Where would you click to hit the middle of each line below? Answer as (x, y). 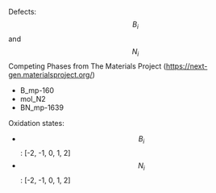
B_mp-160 (37, 90)
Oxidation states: (36, 123)
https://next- (187, 66)
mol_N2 (33, 99)
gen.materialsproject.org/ (50, 74)
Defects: (23, 12)
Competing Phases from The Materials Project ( (87, 66)
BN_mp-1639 (42, 107)
